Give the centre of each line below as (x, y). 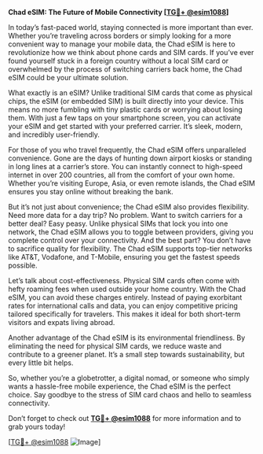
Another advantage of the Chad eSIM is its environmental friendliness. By (127, 338)
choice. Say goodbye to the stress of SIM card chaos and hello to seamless (130, 395)
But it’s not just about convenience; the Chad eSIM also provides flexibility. (129, 207)
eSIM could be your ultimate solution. (68, 78)
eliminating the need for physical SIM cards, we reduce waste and (115, 346)
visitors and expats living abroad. (62, 322)
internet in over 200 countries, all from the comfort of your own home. (122, 175)
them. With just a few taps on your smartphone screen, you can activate (124, 118)
